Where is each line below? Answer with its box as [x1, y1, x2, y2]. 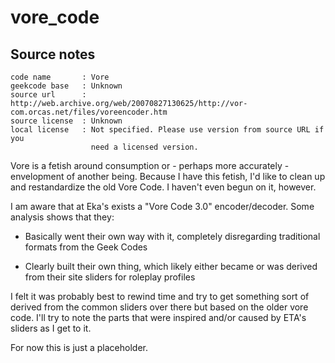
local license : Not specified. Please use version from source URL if [10, 125, 325, 135]
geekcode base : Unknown [10, 81, 123, 91]
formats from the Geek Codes [24, 241, 148, 253]
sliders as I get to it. [10, 322, 92, 334]
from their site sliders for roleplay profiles [24, 271, 196, 283]
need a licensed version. [90, 142, 199, 152]
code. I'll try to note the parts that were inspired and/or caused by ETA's [10, 312, 307, 323]
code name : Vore [10, 72, 110, 82]
